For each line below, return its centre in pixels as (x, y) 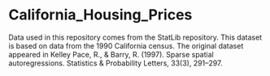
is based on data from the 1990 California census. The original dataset (126, 45)
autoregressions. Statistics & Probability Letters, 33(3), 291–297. (115, 63)
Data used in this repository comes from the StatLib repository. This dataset (135, 37)
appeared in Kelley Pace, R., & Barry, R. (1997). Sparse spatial (111, 54)
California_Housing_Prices (100, 15)
